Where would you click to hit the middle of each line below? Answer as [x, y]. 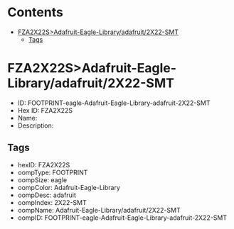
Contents [36, 12]
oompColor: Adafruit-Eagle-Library [69, 187]
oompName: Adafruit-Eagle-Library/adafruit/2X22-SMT [99, 210]
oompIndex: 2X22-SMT [52, 202]
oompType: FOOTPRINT [53, 172]
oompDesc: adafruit [47, 195]
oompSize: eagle [42, 180]
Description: [36, 125]
